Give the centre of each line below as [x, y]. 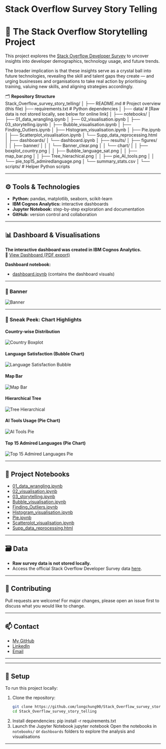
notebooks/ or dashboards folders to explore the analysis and [73, 731]
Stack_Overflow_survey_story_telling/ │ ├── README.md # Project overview [83, 104]
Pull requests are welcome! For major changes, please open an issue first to [82, 600]
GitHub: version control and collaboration [55, 214]
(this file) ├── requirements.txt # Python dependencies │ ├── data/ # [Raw [82, 109]
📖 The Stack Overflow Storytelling [76, 32]
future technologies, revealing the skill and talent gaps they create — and [80, 76]
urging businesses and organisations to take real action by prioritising [76, 81]
